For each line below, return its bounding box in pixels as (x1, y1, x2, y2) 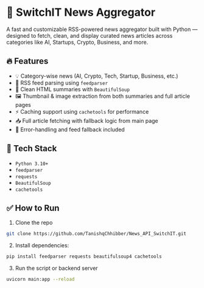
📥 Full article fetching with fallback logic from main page (15, 117, 158, 124)
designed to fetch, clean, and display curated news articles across (6, 32, 173, 39)
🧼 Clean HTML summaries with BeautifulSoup (15, 85, 130, 93)
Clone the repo (15, 219, 53, 227)
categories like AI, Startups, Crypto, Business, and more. (6, 38, 149, 46)
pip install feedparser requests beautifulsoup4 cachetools (6, 253, 163, 260)
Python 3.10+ (15, 160, 49, 166)
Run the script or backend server (15, 264, 99, 272)
